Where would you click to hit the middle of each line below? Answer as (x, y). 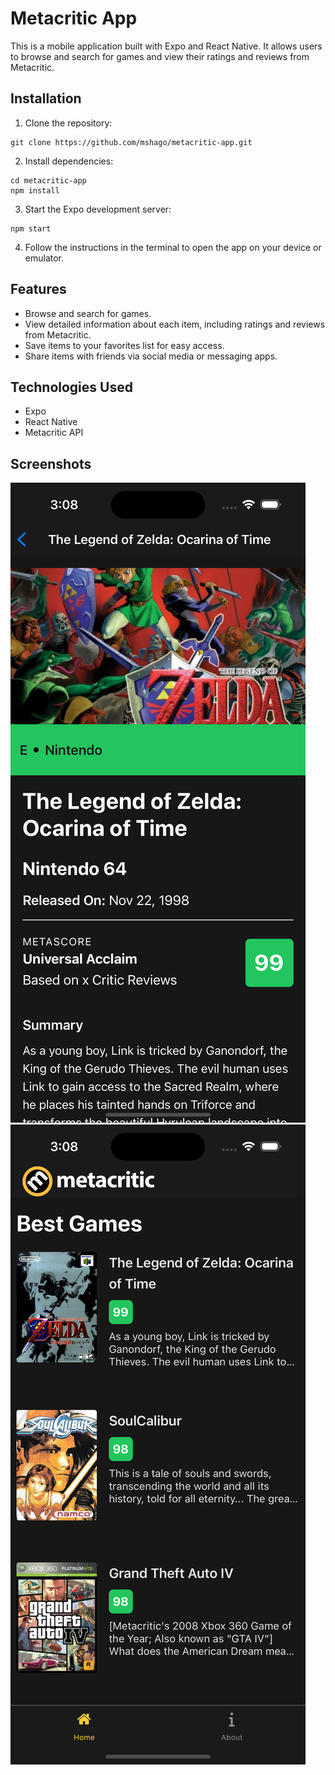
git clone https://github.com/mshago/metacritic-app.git (131, 142)
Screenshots (51, 463)
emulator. (44, 258)
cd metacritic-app (48, 180)
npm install (35, 190)
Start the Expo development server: (98, 209)
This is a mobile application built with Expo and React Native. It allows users (166, 46)
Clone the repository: (68, 123)
